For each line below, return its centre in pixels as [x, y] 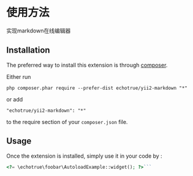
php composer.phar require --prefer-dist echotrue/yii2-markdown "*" [97, 88]
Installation [28, 50]
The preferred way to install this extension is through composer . [87, 65]
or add [15, 99]
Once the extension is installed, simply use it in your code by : [84, 156]
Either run [19, 76]
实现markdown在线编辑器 [39, 31]
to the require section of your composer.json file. [67, 122]
